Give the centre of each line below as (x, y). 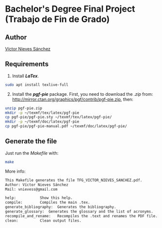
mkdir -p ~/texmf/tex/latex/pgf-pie (42, 113)
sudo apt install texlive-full (37, 85)
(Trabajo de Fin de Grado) (57, 19)
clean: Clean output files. (43, 220)
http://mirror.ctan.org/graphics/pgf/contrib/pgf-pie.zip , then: (73, 99)
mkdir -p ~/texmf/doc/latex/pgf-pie (42, 122)
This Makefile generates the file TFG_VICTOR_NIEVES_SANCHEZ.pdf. (74, 180)
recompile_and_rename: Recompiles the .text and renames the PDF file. (81, 216)
